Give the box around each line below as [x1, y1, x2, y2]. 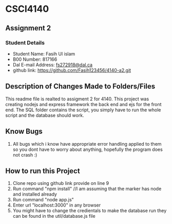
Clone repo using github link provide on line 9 [12, 180, 109, 186]
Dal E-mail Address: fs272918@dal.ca [12, 61, 93, 67]
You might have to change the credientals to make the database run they [12, 208, 167, 214]
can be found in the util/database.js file [12, 213, 96, 219]
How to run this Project [5, 166, 81, 175]
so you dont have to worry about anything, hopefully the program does [12, 146, 163, 152]
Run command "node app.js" [12, 197, 74, 203]
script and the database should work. [5, 112, 84, 118]
